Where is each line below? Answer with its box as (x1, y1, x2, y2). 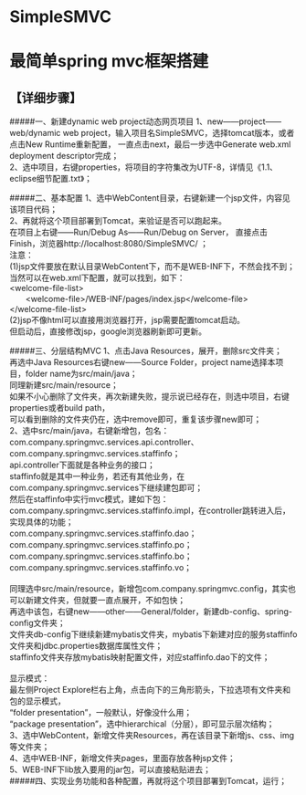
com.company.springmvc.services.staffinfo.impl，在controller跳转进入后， (9, 505, 290, 517)
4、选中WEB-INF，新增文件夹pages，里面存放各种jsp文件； (9, 753, 236, 764)
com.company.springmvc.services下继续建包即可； (9, 482, 204, 494)
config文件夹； (9, 618, 66, 629)
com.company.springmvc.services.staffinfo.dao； (9, 528, 197, 539)
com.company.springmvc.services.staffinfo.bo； (9, 550, 193, 562)
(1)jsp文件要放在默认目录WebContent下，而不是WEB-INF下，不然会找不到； (9, 261, 295, 272)
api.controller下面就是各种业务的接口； (9, 459, 155, 471)
